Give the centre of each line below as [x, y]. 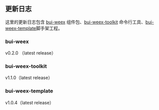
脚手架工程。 [49, 28]
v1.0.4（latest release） [30, 102]
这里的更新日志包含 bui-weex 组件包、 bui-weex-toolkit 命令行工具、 [75, 22]
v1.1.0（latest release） [29, 78]
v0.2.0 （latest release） [31, 53]
